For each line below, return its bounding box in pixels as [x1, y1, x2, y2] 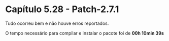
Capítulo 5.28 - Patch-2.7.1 [5, 4, 119, 15]
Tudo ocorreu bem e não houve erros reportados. [5, 20, 109, 26]
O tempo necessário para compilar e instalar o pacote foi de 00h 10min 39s [5, 30, 164, 36]
